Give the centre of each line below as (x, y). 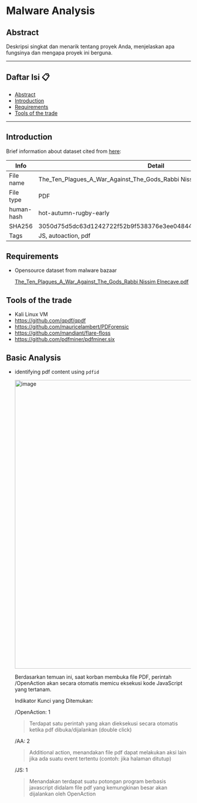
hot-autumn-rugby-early (74, 213)
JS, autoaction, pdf (64, 236)
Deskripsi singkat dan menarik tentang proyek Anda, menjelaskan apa (90, 46)
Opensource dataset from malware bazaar (66, 270)
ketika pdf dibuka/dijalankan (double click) (80, 730)
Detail (156, 165)
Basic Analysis (34, 358)
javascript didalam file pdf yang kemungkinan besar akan (98, 788)
